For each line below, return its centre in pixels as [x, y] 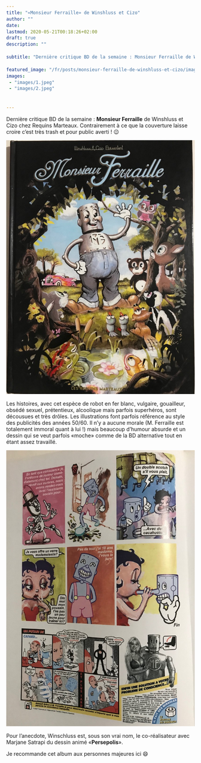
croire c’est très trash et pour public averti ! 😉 [63, 131]
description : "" [26, 44]
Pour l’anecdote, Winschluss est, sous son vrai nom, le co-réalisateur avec [98, 736]
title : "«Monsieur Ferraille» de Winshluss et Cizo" [73, 13]
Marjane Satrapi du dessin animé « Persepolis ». [65, 742]
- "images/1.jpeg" [32, 82]
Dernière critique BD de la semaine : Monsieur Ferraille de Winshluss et [95, 119]
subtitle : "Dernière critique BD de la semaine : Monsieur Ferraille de [99, 57]
